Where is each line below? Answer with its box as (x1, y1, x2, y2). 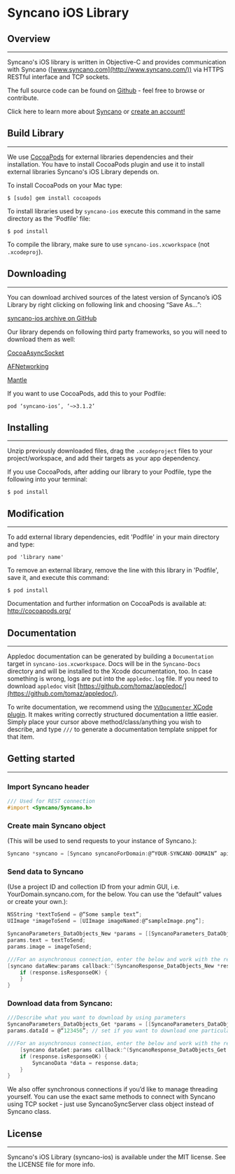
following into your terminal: (7, 475, 87, 483)
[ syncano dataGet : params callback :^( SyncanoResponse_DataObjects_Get (20, 1046, 227, 1054)
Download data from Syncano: (7, 998, 113, 1008)
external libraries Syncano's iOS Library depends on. (7, 167, 159, 176)
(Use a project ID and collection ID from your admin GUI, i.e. (7, 883, 180, 891)
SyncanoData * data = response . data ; (32, 1059, 139, 1066)
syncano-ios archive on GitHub (7, 313, 97, 323)
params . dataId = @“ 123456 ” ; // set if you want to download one (7, 1027, 199, 1035)
